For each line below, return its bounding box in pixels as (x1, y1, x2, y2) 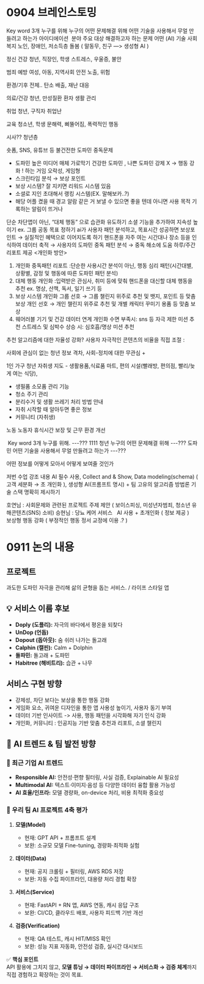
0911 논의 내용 (6, 540, 75, 554)
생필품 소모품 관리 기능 (15, 382, 70, 390)
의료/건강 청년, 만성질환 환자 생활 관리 (6, 94, 97, 102)
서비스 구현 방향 (6, 679, 62, 689)
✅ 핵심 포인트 (6, 955, 38, 963)
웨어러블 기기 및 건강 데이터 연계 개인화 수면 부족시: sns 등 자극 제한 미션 (15, 315, 188, 322)
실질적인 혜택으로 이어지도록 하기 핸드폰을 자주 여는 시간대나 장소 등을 (24, 233, 191, 240)
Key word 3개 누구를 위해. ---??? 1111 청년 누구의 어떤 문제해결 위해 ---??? (7, 439, 186, 447)
